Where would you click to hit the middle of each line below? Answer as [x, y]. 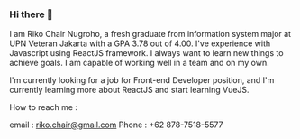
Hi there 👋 [32, 14]
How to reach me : [44, 107]
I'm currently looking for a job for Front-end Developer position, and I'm [142, 80]
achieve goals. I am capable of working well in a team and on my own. [140, 63]
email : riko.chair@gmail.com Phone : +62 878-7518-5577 [116, 125]
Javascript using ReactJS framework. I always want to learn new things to [146, 53]
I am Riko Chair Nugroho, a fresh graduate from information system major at [150, 34]
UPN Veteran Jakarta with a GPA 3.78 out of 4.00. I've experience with [140, 43]
